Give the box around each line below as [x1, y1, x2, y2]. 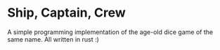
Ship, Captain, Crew [7, 5, 127, 21]
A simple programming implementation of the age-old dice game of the [7, 28, 213, 36]
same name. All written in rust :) [7, 35, 100, 43]
